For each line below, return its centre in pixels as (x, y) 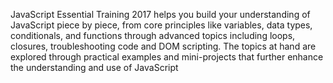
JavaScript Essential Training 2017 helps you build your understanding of (160, 14)
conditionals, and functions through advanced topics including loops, (153, 35)
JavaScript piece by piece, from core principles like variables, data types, (161, 25)
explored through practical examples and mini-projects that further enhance (167, 57)
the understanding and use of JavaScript (94, 67)
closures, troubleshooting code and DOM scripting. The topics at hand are (163, 46)
